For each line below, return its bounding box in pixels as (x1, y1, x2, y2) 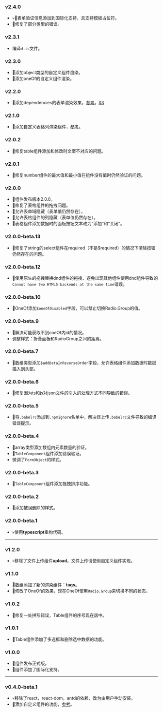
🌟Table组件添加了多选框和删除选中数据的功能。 (12, 636, 107, 642)
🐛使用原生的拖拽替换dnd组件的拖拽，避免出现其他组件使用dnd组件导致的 (12, 275, 158, 281)
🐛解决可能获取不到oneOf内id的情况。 (12, 329, 86, 335)
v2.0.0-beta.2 (5, 493, 39, 500)
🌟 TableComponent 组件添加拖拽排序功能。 (12, 481, 93, 487)
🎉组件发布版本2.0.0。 (12, 196, 55, 202)
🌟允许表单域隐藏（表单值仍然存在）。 (12, 209, 85, 214)
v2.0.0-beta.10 (5, 293, 41, 300)
